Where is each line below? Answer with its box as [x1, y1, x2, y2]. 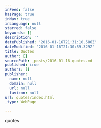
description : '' [5, 35, 39, 40]
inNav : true [5, 16, 30, 21]
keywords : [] [5, 30, 32, 35]
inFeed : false [5, 7, 35, 12]
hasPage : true [5, 12, 35, 17]
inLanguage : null [5, 21, 41, 26]
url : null [9, 85, 30, 91]
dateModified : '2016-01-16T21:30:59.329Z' [5, 44, 95, 49]
